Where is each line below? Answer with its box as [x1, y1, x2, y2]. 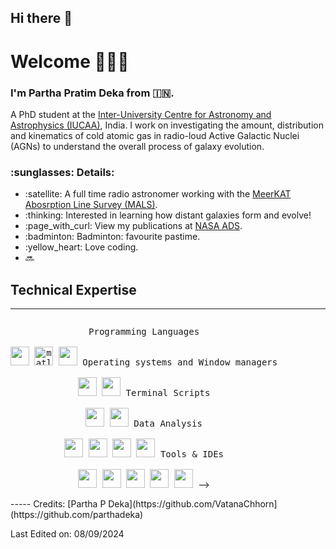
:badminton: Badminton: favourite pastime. [24, 231, 201, 243]
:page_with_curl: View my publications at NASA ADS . [24, 220, 243, 232]
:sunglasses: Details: [10, 165, 115, 179]
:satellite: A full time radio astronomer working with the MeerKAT [24, 188, 292, 200]
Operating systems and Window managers [82, 356, 278, 368]
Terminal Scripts [125, 387, 211, 398]
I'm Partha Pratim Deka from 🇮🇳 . [10, 86, 175, 100]
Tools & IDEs [159, 448, 225, 460]
